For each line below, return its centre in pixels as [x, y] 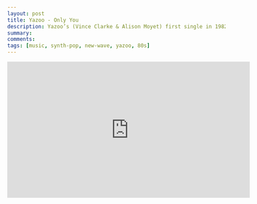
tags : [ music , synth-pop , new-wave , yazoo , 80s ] [79, 46]
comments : [21, 39]
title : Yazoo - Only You [43, 20]
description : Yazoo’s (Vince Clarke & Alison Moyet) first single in [110, 26]
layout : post [26, 13]
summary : [20, 33]
